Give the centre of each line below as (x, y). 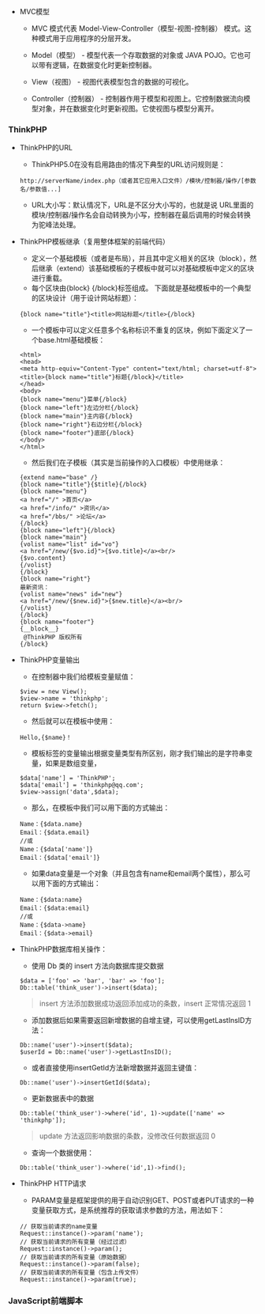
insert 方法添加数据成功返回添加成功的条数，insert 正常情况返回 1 (145, 1004)
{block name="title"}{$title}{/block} (83, 485)
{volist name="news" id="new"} (71, 595)
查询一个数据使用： (63, 1153)
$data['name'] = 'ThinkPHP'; (67, 778)
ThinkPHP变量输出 (50, 660)
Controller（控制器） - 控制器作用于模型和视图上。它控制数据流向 (138, 98)
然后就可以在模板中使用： (73, 721)
